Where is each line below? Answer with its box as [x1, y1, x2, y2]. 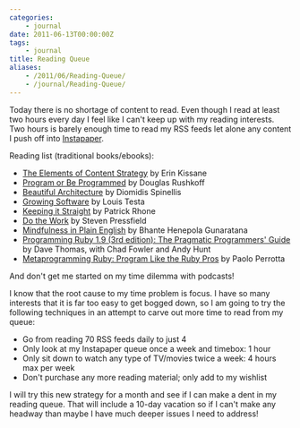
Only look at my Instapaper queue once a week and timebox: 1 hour [21, 343, 271, 354]
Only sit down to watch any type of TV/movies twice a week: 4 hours [21, 353, 277, 364]
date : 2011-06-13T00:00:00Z [9, 30, 115, 39]
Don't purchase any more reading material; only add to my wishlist [21, 372, 268, 382]
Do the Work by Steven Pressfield [21, 215, 147, 226]
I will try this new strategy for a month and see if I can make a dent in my [9, 389, 278, 399]
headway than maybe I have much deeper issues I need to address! [9, 408, 259, 419]
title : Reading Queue [9, 55, 90, 64]
